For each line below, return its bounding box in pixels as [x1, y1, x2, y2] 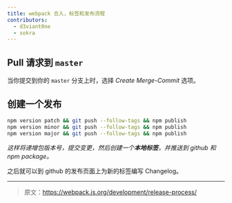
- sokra [13, 29, 36, 37]
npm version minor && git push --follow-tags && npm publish [7, 124, 187, 130]
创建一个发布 [7, 98, 62, 110]
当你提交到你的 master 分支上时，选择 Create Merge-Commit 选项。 [7, 77, 200, 85]
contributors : [7, 17, 48, 23]
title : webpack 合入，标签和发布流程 [7, 10, 106, 17]
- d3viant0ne [13, 23, 51, 30]
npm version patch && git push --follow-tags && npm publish [7, 117, 187, 124]
